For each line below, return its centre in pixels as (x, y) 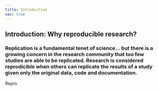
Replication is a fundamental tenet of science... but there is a (79, 48)
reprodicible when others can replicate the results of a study (79, 66)
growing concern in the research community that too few (75, 54)
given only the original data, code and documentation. (71, 73)
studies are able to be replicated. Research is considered (74, 61)
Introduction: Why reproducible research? (71, 34)
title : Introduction (26, 10)
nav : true (15, 14)
